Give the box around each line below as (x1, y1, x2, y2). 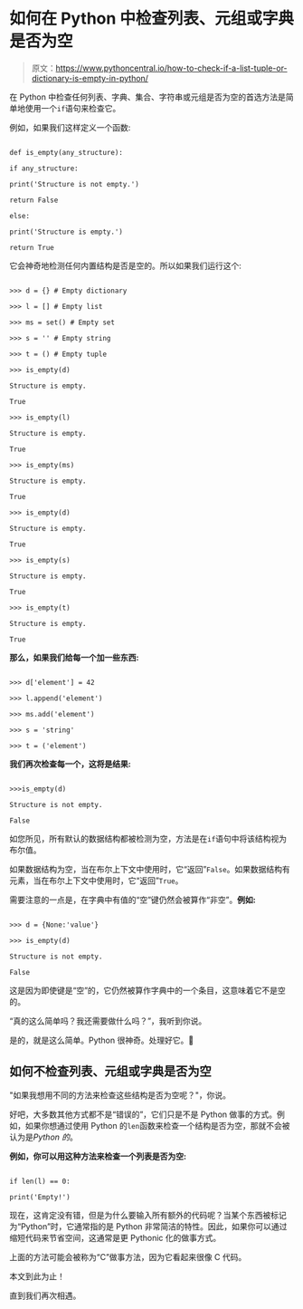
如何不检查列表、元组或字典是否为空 (9, 1064, 212, 1079)
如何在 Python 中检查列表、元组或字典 (9, 8, 295, 29)
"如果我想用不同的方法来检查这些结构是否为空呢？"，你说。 (9, 1089, 232, 1101)
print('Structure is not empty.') (9, 179, 140, 188)
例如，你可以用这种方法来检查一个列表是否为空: (9, 1150, 187, 1161)
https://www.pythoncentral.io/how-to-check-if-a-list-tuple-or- (55, 63, 288, 73)
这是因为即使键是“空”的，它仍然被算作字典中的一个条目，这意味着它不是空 (9, 985, 287, 996)
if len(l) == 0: (9, 1177, 71, 1186)
